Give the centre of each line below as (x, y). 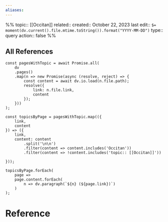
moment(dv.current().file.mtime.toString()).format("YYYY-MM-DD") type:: (84, 30)
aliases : (15, 10)
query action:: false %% (31, 35)
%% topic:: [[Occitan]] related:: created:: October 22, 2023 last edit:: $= (81, 25)
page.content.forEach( (39, 180)
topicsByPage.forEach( (29, 171)
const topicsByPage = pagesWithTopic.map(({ (54, 117)
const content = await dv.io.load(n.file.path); (77, 81)
